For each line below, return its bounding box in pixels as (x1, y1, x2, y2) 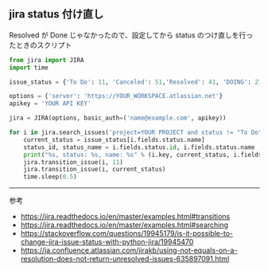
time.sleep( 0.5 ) (23, 173, 78, 181)
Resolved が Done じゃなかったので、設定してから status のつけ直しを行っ (9, 30, 254, 40)
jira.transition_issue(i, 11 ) (23, 158, 124, 166)
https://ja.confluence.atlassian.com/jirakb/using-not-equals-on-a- (20, 245, 238, 255)
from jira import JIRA (9, 56, 84, 64)
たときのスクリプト (9, 40, 72, 49)
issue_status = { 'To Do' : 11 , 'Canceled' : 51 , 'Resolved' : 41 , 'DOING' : (9, 78, 251, 86)
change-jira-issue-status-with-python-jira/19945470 (20, 238, 194, 247)
